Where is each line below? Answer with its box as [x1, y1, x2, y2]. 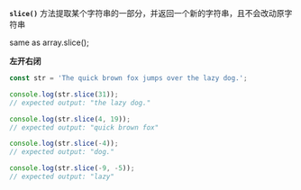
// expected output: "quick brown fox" [9, 122, 160, 132]
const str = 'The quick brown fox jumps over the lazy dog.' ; [9, 74, 248, 83]
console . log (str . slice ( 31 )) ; [9, 89, 119, 99]
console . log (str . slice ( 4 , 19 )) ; [9, 114, 131, 123]
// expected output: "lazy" [9, 172, 115, 181]
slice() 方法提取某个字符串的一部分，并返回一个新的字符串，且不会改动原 [9, 8, 286, 18]
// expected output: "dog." [9, 148, 115, 157]
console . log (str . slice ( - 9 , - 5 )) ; [9, 164, 135, 173]
